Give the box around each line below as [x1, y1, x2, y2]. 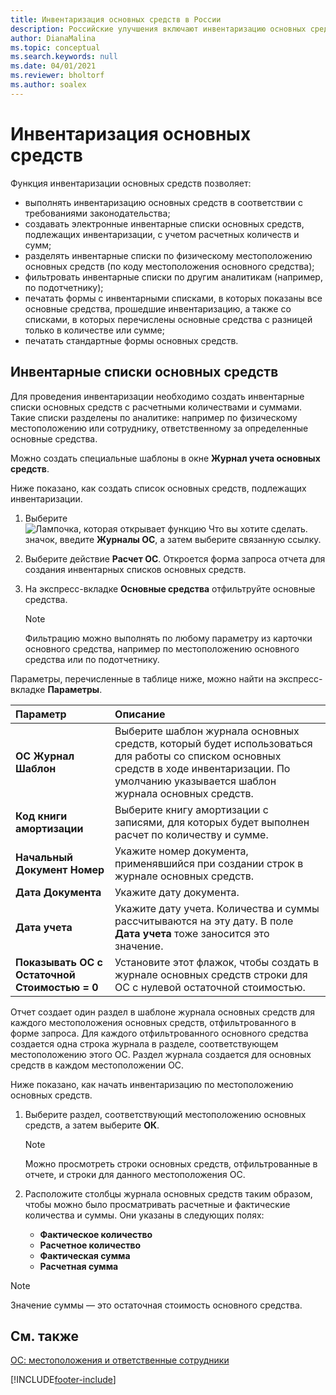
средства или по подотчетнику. [24, 653, 160, 665]
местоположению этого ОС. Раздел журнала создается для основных [10, 1048, 312, 1060]
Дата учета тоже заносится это [114, 926, 270, 940]
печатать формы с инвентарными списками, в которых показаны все [24, 292, 323, 304]
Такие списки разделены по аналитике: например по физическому [10, 411, 298, 423]
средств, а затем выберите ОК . [24, 1119, 160, 1131]
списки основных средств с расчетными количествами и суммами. [10, 401, 303, 413]
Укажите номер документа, [114, 844, 249, 858]
